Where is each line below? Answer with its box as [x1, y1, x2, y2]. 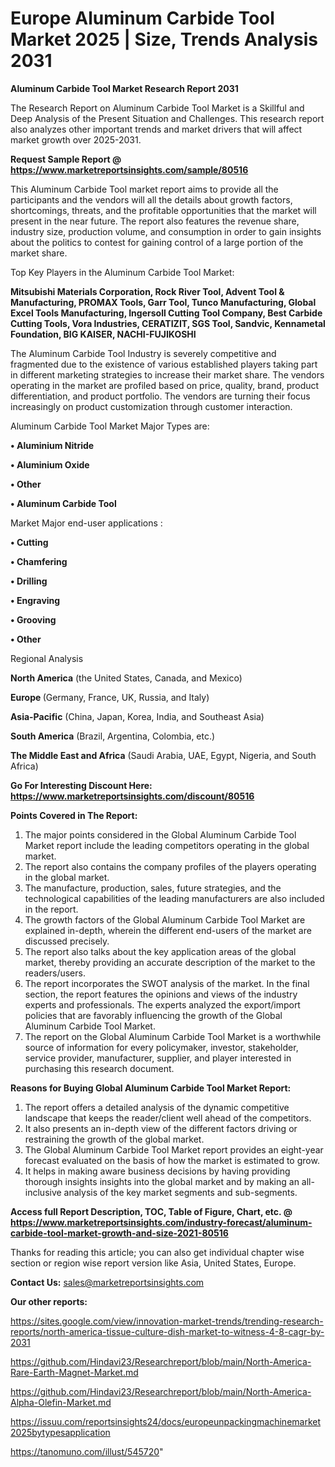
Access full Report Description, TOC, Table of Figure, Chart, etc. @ [10, 1205, 293, 1217]
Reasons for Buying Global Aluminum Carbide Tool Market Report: [10, 1082, 292, 1094]
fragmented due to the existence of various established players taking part [10, 358, 318, 370]
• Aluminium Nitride [10, 439, 95, 451]
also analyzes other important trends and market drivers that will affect [10, 123, 303, 135]
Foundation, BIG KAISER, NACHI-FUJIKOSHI [10, 328, 197, 340]
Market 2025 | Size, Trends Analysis [10, 28, 318, 51]
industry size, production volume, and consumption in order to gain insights [10, 225, 322, 237]
